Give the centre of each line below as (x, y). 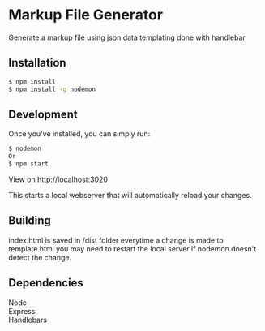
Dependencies (46, 283)
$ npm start (28, 164)
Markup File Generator (86, 15)
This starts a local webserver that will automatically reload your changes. (130, 195)
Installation (37, 63)
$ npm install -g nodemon (52, 89)
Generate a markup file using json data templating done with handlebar (127, 37)
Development (43, 114)
